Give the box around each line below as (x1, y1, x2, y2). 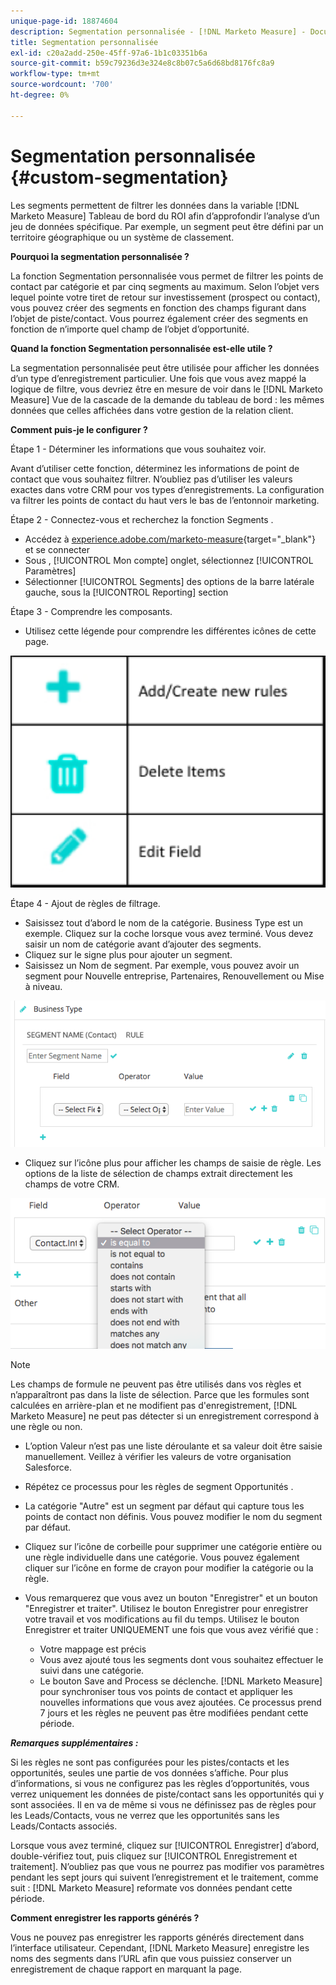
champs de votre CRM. (24, 1178, 120, 1190)
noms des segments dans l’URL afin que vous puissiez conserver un (10, 1953, 292, 1965)
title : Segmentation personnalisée (10, 37, 159, 47)
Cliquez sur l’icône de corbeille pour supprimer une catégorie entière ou (24, 1541, 323, 1553)
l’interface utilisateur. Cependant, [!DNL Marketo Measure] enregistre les (10, 1942, 310, 1954)
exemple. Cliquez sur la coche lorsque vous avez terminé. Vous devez (24, 927, 314, 939)
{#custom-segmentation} (10, 166, 229, 189)
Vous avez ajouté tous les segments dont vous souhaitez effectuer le (39, 1654, 324, 1666)
